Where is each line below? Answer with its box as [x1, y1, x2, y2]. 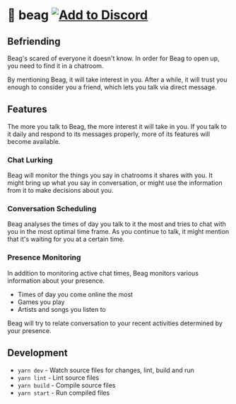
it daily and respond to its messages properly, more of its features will [7, 130, 211, 138]
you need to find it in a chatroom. [7, 62, 104, 70]
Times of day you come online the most [17, 290, 133, 298]
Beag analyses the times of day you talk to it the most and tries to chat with [7, 220, 226, 228]
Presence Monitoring [7, 252, 81, 262]
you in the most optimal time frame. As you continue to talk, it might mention [7, 228, 230, 236]
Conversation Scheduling [7, 204, 97, 214]
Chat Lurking [7, 155, 53, 164]
